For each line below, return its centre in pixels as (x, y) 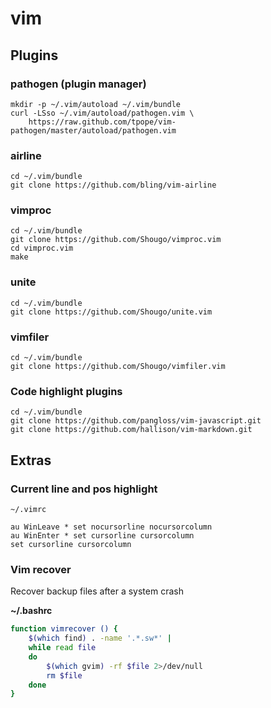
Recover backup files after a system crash (97, 591)
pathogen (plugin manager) (78, 84)
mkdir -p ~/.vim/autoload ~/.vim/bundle (96, 104)
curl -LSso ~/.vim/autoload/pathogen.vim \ (102, 113)
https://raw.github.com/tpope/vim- (102, 122)
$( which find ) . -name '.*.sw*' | (100, 638)
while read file (62, 648)
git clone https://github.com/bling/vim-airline (113, 185)
